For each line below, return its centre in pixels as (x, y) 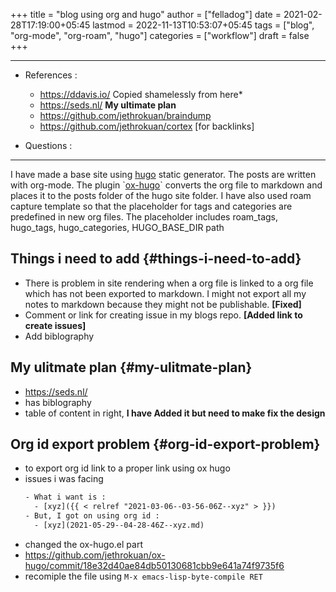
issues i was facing (64, 479)
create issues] (55, 325)
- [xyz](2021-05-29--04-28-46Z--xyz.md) (119, 525)
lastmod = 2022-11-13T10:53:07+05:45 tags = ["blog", (203, 25)
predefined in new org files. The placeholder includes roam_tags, (144, 217)
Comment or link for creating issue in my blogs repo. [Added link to (163, 315)
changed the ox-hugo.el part (83, 544)
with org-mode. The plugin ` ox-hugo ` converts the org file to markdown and (166, 185)
